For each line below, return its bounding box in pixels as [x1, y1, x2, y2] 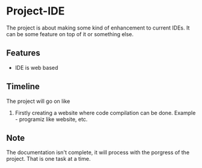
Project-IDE [6, 4, 65, 18]
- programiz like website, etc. [14, 116, 88, 123]
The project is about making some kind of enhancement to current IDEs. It [6, 24, 190, 31]
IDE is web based [14, 64, 58, 71]
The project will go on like [6, 98, 71, 105]
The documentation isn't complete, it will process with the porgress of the [6, 149, 190, 156]
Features [6, 48, 40, 58]
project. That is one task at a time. [6, 155, 91, 163]
